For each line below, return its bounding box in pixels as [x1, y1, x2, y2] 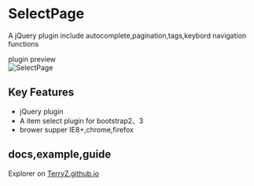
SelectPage [8, 5, 85, 23]
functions [8, 39, 39, 48]
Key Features [8, 86, 75, 99]
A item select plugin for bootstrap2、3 [19, 116, 144, 125]
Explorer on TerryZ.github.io [8, 169, 100, 178]
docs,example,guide [8, 147, 112, 162]
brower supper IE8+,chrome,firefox [19, 125, 134, 134]
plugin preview [8, 54, 57, 64]
